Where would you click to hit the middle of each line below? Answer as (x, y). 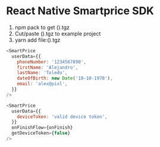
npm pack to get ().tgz (42, 27)
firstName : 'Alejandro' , (48, 67)
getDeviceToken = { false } (41, 133)
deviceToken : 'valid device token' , (62, 117)
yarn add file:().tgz (37, 40)
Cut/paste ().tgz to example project (58, 33)
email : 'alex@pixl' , (42, 84)
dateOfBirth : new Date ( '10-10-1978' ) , (65, 78)
